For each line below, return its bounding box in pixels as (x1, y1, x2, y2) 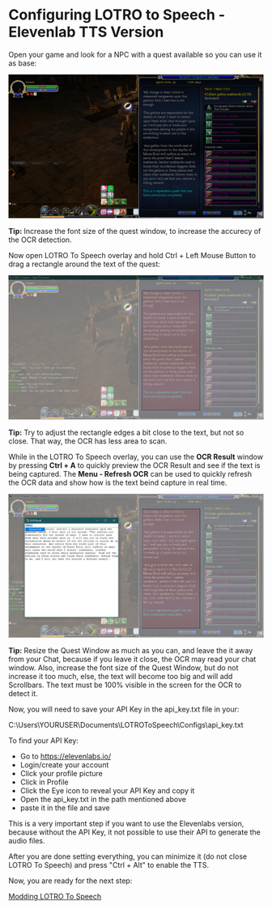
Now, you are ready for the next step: (8, 876, 133, 886)
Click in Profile (19, 777, 69, 787)
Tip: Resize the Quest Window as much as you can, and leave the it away (8, 646, 253, 656)
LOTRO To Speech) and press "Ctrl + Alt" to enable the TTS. (8, 860, 209, 870)
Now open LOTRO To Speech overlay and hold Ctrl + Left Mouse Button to (8, 251, 257, 261)
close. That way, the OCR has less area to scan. (8, 435, 168, 446)
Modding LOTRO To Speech (8, 892, 102, 902)
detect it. (8, 689, 38, 699)
